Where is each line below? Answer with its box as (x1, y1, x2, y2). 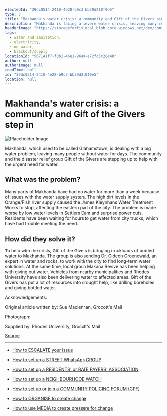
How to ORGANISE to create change (12, 396, 87, 402)
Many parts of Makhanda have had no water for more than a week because (5, 188, 160, 194)
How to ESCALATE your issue (12, 347, 73, 353)
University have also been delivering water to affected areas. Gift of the (5, 274, 152, 280)
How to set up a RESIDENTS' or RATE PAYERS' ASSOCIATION (12, 366, 139, 373)
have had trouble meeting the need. (5, 220, 79, 226)
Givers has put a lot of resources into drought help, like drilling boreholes (5, 279, 155, 286)
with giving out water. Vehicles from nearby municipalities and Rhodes (5, 269, 149, 275)
